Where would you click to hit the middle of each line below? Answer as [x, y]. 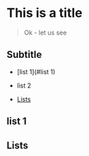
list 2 [24, 85]
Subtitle [24, 55]
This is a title [44, 13]
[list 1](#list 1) [36, 71]
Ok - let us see [45, 32]
